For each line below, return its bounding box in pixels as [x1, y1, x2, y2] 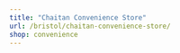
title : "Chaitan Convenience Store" [9, 13, 147, 22]
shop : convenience [9, 30, 78, 39]
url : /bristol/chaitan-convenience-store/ [9, 22, 171, 31]
